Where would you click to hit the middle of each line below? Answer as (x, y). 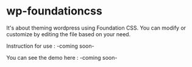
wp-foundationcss (54, 11)
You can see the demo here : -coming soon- (62, 57)
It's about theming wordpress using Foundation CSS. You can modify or (96, 28)
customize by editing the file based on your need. (69, 34)
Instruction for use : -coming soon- (50, 46)
